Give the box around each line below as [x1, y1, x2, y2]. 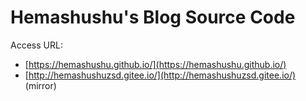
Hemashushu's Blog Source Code [10, 6, 296, 29]
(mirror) [24, 79, 57, 91]
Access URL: [10, 39, 63, 51]
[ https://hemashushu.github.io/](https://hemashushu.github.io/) [24, 58, 287, 70]
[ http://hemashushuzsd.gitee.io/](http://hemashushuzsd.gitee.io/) [24, 69, 297, 81]
